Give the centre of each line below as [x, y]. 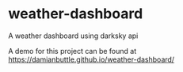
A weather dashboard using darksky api [73, 36]
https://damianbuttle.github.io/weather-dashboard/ [91, 59]
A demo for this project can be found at [72, 51]
